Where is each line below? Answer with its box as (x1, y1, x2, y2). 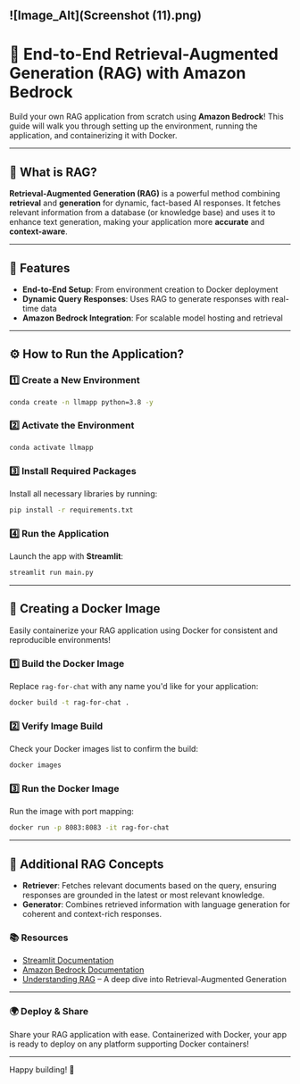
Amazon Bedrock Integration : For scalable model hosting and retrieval (21, 313, 283, 323)
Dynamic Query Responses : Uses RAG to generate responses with (21, 293, 271, 304)
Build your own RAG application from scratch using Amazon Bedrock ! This (9, 112, 284, 122)
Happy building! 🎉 (9, 1063, 75, 1075)
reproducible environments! (9, 634, 112, 645)
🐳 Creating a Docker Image (9, 601, 161, 616)
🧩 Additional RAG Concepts (9, 856, 164, 871)
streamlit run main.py (9, 568, 94, 578)
